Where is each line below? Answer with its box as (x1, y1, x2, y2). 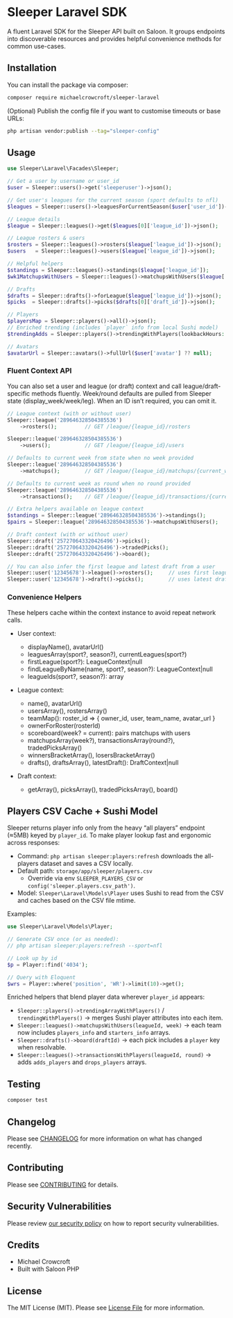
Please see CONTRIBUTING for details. (7, 1180, 119, 1189)
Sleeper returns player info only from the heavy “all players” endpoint (7, 823, 205, 832)
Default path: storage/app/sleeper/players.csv (17, 867, 153, 875)
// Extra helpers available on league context (7, 506, 144, 513)
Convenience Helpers (7, 593, 82, 602)
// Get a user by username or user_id (7, 178, 119, 185)
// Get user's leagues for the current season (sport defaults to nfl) (7, 196, 218, 204)
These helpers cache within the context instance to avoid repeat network (7, 608, 216, 616)
